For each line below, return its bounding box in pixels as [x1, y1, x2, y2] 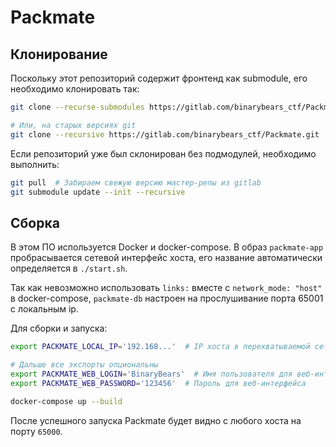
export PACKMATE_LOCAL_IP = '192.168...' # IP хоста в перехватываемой [10, 342, 311, 352]
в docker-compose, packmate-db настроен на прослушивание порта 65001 [10, 292, 324, 305]
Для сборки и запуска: [10, 322, 108, 335]
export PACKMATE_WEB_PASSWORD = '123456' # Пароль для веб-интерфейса [10, 378, 307, 388]
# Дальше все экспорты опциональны [10, 360, 159, 370]
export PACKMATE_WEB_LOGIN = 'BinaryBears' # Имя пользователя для [10, 369, 293, 379]
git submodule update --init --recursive [10, 187, 186, 197]
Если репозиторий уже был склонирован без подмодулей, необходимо [10, 147, 317, 160]
